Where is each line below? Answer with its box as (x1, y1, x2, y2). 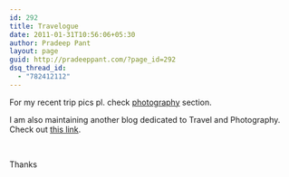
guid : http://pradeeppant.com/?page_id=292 (9, 55, 177, 64)
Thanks (9, 159, 38, 170)
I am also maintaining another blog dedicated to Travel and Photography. (9, 114, 281, 125)
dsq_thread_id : (9, 64, 67, 73)
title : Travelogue (9, 22, 79, 31)
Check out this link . (9, 124, 82, 135)
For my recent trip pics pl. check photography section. (9, 97, 212, 107)
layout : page (9, 47, 59, 56)
